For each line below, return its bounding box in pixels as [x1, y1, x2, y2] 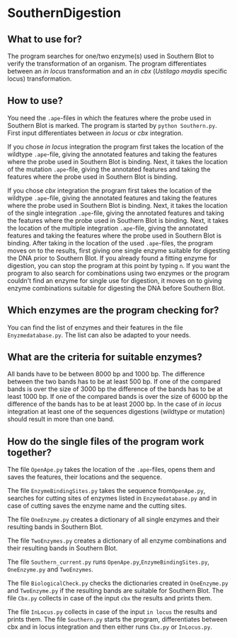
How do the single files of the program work [7, 435, 204, 447]
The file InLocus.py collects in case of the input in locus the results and [7, 608, 217, 616]
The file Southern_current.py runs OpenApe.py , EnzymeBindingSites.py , [7, 557, 210, 567]
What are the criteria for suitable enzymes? [7, 352, 203, 364]
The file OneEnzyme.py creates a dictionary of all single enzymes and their [7, 515, 220, 524]
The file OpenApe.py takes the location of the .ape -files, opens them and [7, 465, 216, 474]
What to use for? [7, 33, 83, 45]
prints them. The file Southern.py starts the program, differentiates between [7, 615, 228, 624]
